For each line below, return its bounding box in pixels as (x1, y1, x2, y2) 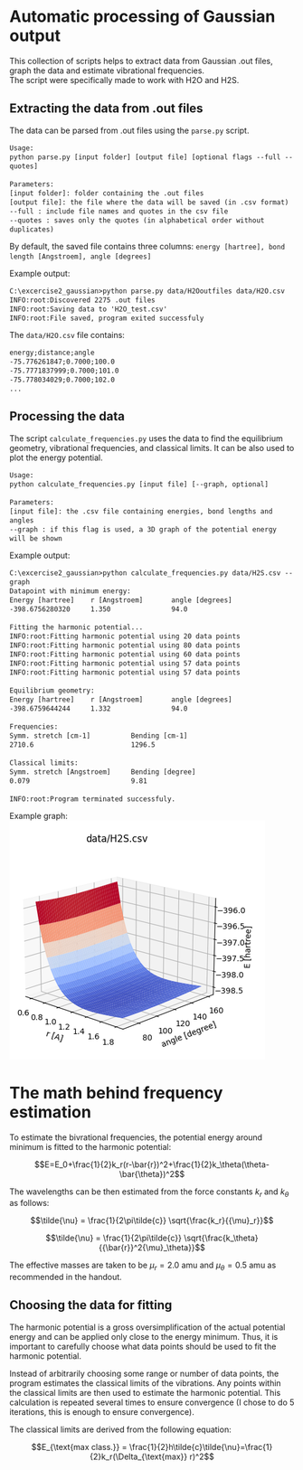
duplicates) (9, 224, 54, 234)
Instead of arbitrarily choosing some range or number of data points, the (9, 1368, 279, 1379)
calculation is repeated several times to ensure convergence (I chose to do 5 (9, 1397, 295, 1408)
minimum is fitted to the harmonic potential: (9, 1141, 172, 1152)
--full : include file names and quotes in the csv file (9, 206, 229, 216)
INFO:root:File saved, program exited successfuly (9, 314, 204, 323)
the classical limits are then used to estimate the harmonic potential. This (9, 1387, 281, 1398)
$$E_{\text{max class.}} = (31, 1441, 128, 1452)
